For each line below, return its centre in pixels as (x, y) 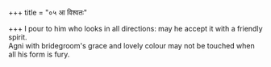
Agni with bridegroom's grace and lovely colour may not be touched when (132, 46)
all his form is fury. (39, 54)
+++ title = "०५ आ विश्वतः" (48, 13)
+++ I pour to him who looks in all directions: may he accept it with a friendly (135, 29)
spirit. (18, 37)
